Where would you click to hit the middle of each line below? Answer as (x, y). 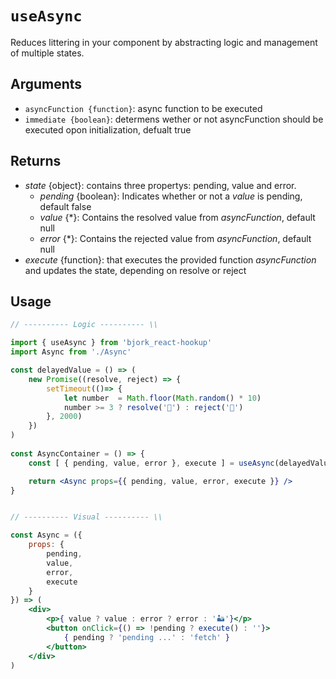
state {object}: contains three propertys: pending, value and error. (160, 185)
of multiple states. (47, 53)
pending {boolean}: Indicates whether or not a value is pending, (171, 196)
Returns (36, 161)
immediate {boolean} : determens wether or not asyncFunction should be (174, 119)
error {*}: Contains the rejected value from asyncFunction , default (175, 238)
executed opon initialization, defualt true (108, 129)
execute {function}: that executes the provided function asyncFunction (170, 259)
